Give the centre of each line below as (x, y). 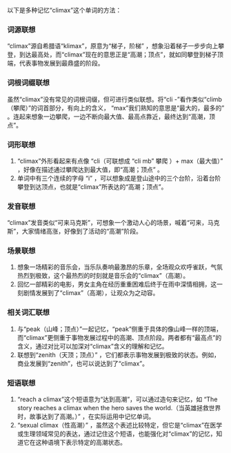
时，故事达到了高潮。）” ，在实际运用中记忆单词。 (86, 416)
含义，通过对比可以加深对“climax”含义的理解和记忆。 (92, 346)
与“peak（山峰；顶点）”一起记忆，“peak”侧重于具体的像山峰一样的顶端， (120, 329)
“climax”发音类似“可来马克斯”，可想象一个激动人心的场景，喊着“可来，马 (110, 223)
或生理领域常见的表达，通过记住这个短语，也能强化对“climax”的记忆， (117, 434)
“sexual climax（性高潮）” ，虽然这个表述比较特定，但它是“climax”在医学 (120, 425)
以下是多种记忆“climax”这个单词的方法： (64, 10)
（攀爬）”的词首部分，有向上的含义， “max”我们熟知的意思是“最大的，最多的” (116, 108)
